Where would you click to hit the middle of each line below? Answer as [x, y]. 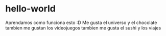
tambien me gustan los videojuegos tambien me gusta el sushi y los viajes [83, 27]
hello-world [31, 9]
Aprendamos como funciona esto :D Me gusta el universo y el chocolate [81, 22]
